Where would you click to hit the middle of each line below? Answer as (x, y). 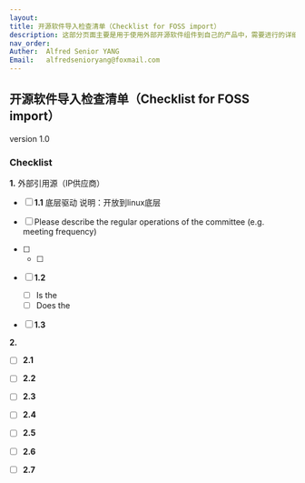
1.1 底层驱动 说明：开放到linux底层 (98, 203)
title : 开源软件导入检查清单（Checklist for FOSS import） (115, 26)
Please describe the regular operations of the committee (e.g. (149, 222)
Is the (46, 296)
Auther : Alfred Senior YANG (64, 52)
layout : (24, 18)
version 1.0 (30, 138)
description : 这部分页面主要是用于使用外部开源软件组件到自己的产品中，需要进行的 (148, 35)
